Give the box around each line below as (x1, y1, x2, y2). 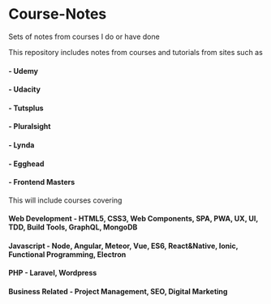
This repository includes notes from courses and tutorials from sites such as (8, 47, 264, 57)
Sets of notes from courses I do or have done (8, 32, 160, 41)
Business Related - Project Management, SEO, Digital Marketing (8, 287, 228, 297)
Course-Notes (8, 5, 107, 24)
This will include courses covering (8, 195, 123, 205)
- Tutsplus (8, 103, 44, 113)
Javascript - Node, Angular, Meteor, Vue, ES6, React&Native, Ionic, (8, 241, 239, 250)
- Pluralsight (8, 122, 51, 131)
